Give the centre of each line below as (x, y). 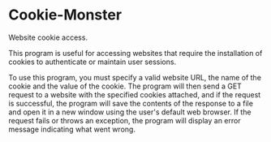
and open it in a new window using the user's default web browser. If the (130, 112)
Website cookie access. (48, 37)
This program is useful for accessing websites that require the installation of (135, 53)
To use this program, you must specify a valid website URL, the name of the (135, 77)
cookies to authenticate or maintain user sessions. (92, 62)
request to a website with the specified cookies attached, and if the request (135, 94)
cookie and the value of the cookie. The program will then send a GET (125, 86)
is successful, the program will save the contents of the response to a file (131, 103)
